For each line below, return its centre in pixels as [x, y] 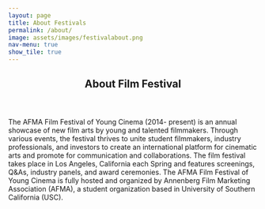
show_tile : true [35, 52]
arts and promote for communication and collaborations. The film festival [127, 155]
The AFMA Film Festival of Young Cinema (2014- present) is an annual [123, 122]
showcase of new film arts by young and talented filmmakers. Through [123, 130]
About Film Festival [133, 84]
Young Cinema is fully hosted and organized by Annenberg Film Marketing [129, 181]
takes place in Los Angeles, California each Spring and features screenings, [132, 164]
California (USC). [36, 197]
